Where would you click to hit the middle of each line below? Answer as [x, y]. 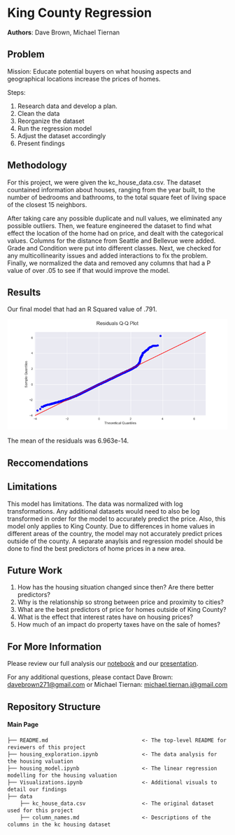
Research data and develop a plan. [67, 106]
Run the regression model [55, 128]
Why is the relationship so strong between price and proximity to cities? [120, 602]
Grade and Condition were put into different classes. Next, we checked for [114, 248]
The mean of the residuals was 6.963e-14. [68, 441]
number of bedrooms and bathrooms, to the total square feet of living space [117, 197]
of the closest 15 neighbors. [47, 204]
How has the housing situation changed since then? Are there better [116, 587]
